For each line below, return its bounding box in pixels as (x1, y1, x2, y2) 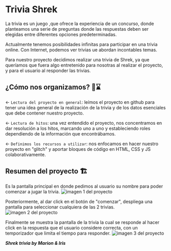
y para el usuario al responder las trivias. (5, 67, 91, 74)
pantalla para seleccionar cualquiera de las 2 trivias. (5, 203, 115, 210)
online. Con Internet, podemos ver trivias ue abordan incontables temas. (5, 47, 157, 53)
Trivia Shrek (5, 4, 58, 15)
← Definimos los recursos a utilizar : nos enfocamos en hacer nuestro (5, 141, 159, 147)
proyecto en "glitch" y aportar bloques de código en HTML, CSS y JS (5, 146, 151, 152)
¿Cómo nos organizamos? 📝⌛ (5, 83, 101, 92)
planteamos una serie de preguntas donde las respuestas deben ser (5, 26, 149, 32)
